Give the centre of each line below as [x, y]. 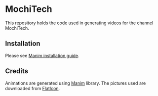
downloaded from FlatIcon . [33, 88]
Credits [17, 71]
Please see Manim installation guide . [42, 55]
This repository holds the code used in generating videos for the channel [79, 23]
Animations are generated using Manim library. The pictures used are [76, 83]
